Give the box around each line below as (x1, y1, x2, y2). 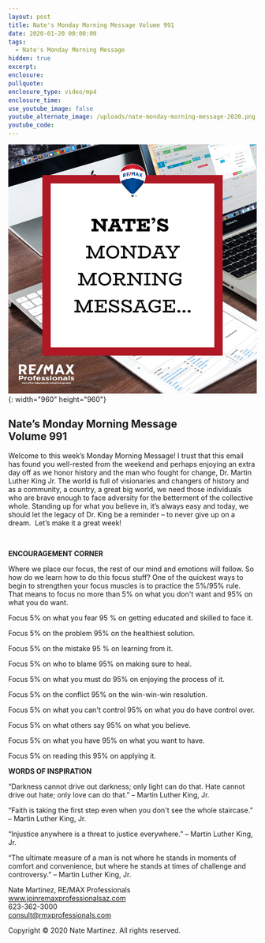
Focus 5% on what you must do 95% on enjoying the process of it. (8, 674, 225, 684)
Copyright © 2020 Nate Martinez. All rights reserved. (8, 926, 181, 935)
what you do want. (8, 597, 69, 607)
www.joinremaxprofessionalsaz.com (8, 893, 126, 903)
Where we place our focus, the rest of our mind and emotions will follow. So (8, 564, 255, 574)
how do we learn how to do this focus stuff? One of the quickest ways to (8, 572, 244, 581)
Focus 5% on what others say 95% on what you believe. (8, 720, 192, 729)
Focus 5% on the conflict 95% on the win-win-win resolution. (8, 689, 208, 699)
